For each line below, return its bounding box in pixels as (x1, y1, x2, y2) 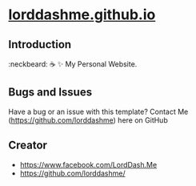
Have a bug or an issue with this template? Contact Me (8, 107, 189, 116)
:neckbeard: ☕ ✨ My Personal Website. (8, 59, 138, 69)
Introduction (8, 38, 72, 51)
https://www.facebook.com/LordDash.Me (19, 160, 158, 169)
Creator (8, 139, 48, 152)
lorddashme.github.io (8, 6, 156, 24)
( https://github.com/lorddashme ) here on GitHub (8, 115, 168, 125)
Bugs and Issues (8, 86, 93, 99)
